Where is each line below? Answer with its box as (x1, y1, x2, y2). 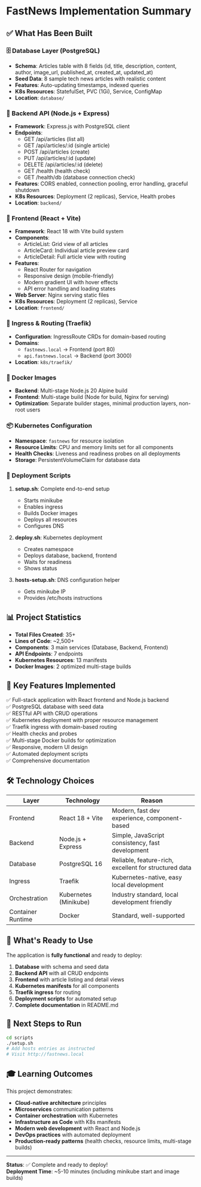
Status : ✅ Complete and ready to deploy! (6, 1161, 108, 1168)
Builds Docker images (23, 509, 78, 516)
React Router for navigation (23, 266, 92, 274)
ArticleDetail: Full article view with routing (23, 253, 127, 260)
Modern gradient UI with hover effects (23, 279, 118, 286)
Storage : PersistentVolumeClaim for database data (14, 456, 141, 464)
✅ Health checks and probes (6, 730, 77, 737)
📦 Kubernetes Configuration (6, 421, 93, 429)
